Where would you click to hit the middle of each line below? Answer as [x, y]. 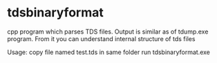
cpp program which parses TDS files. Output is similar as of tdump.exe [108, 32]
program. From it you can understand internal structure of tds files [101, 38]
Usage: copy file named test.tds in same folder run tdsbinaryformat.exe [109, 52]
